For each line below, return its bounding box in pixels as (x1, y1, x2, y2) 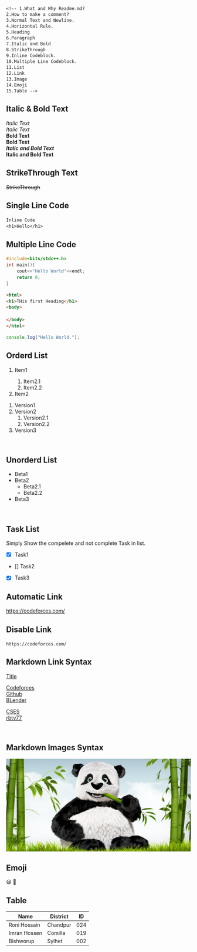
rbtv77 (6, 714, 22, 721)
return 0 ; (16, 274, 41, 280)
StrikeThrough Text (6, 168, 78, 178)
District (49, 913, 69, 920)
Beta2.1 (23, 483, 41, 490)
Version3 (14, 427, 37, 434)
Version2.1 (23, 414, 49, 421)
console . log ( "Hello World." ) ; (6, 334, 80, 340)
